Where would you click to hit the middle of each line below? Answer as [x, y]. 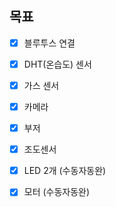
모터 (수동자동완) [57, 192]
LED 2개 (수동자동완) [65, 171]
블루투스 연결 [49, 43]
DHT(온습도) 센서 [57, 64]
